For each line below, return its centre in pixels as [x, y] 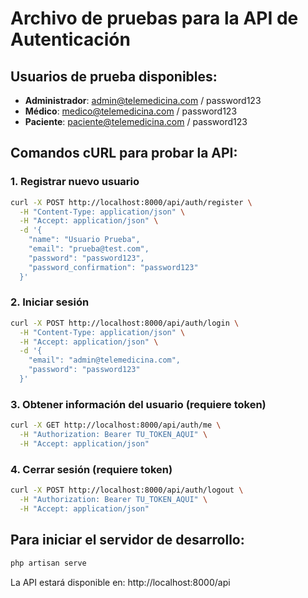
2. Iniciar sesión [50, 302]
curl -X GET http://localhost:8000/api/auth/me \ [116, 425]
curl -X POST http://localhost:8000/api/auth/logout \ [127, 490]
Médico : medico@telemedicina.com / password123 [131, 111]
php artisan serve [48, 563]
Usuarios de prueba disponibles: [114, 76]
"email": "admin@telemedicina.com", [105, 360]
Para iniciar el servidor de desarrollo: [127, 540]
